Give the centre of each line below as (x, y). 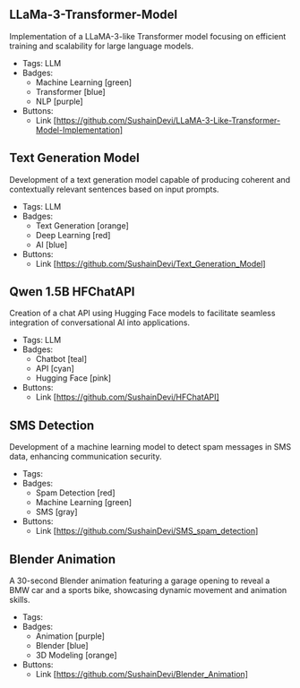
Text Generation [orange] (82, 225)
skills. (20, 600)
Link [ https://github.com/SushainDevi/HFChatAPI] (127, 397)
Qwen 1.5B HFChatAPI (72, 292)
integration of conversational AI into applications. (100, 322)
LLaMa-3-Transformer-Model (93, 15)
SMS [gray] (56, 512)
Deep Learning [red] (73, 235)
